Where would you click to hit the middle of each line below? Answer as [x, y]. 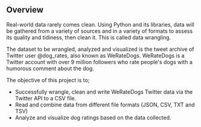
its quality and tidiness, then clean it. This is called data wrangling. [89, 37]
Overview [25, 10]
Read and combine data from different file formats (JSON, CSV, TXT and [105, 105]
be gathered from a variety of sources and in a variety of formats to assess [100, 31]
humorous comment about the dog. [50, 68]
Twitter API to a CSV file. [46, 98]
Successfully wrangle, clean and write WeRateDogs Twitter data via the [104, 92]
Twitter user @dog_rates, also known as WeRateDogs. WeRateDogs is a [96, 55]
